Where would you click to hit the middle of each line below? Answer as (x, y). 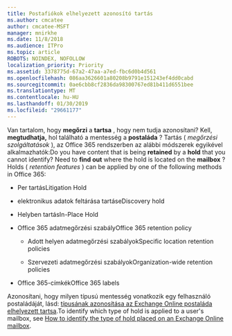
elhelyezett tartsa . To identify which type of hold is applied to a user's (106, 311)
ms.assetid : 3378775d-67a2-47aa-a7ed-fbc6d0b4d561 (82, 71)
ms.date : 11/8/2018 (35, 39)
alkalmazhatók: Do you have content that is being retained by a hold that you (116, 152)
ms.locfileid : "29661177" (44, 110)
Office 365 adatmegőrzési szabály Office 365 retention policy (104, 228)
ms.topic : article (34, 53)
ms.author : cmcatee (35, 20)
